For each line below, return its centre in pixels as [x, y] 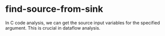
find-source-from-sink [54, 9]
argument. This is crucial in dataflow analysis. [53, 28]
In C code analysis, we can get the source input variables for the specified [83, 23]
